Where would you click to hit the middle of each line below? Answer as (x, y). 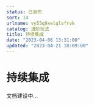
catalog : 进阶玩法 (28, 29)
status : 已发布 (24, 12)
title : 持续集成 (25, 35)
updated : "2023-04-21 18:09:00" (47, 46)
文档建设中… (22, 95)
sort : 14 (17, 18)
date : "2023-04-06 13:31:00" (43, 40)
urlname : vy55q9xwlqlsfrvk (41, 23)
